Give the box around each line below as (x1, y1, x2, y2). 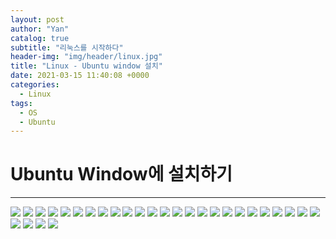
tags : (10, 98, 33, 108)
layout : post (10, 14, 65, 25)
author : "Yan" (10, 24, 70, 34)
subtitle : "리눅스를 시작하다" (10, 42, 124, 53)
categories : (10, 80, 60, 90)
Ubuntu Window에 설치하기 (10, 163, 233, 186)
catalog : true (10, 33, 70, 43)
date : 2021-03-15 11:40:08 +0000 (10, 71, 150, 81)
